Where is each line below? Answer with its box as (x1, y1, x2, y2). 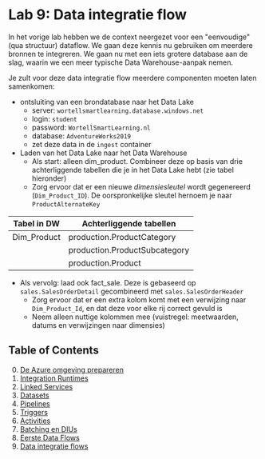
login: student (31, 114, 77, 123)
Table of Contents (8, 344, 100, 357)
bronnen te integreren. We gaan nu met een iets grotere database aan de (8, 49, 248, 58)
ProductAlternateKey (31, 200, 101, 209)
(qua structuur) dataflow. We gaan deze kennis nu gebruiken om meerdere (8, 40, 253, 50)
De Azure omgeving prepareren (19, 365, 125, 374)
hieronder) (31, 174, 67, 183)
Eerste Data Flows (19, 433, 80, 442)
